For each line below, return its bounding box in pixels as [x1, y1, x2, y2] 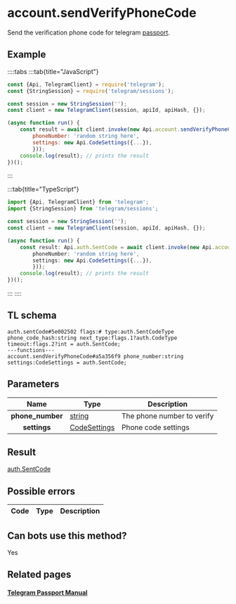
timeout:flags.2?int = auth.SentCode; [7, 340, 121, 348]
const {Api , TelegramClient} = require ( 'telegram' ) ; [7, 81, 165, 88]
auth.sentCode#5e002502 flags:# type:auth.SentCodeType [7, 328, 174, 335]
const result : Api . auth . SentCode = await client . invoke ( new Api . [20, 244, 216, 251]
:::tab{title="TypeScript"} [7, 185, 79, 194]
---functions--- [7, 346, 55, 353]
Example [7, 49, 46, 61]
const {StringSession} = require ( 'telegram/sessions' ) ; [7, 87, 174, 94]
